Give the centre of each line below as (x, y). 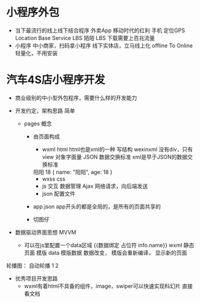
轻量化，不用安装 (36, 53)
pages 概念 (38, 123)
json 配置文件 (59, 193)
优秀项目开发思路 (36, 278)
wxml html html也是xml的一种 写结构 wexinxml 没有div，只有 (118, 149)
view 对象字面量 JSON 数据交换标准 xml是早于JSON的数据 (115, 157)
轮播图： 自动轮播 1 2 (33, 265)
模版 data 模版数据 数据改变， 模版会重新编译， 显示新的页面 (111, 253)
